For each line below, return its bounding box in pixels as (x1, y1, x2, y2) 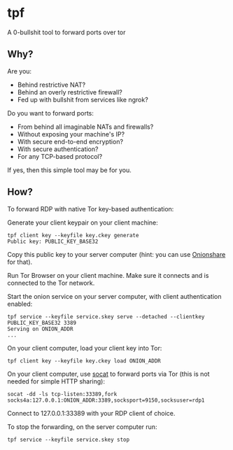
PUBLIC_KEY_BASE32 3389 (7, 319, 77, 326)
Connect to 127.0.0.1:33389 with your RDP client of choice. (7, 409, 176, 417)
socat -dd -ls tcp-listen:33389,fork (7, 391, 118, 398)
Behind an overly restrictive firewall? (17, 87, 122, 96)
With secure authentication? (17, 145, 99, 153)
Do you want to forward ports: (7, 108, 94, 117)
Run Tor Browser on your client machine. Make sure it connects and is (7, 271, 209, 279)
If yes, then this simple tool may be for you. (7, 166, 132, 174)
